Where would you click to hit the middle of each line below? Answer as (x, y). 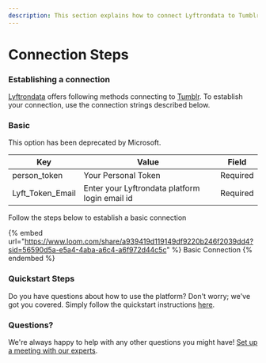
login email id (108, 199)
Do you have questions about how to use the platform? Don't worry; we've (129, 296)
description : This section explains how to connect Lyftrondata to (122, 15)
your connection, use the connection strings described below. (109, 105)
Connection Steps (68, 54)
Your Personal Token (122, 176)
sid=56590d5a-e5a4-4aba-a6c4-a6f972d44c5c (87, 250)
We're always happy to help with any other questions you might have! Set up (133, 342)
